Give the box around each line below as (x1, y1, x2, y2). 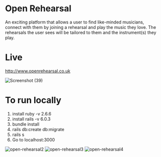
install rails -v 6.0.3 (12, 116, 51, 122)
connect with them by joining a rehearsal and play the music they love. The (5, 24, 157, 30)
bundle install (12, 121, 40, 127)
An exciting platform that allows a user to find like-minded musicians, (5, 19, 144, 25)
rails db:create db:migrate (12, 126, 65, 132)
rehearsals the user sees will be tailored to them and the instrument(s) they (5, 29, 157, 35)
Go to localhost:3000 (12, 136, 55, 142)
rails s (12, 132, 24, 137)
